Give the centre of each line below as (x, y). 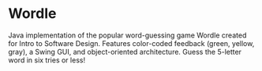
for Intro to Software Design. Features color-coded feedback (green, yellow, (131, 43)
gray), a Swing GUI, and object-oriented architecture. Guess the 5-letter (125, 51)
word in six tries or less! (47, 60)
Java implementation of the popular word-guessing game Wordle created (127, 35)
